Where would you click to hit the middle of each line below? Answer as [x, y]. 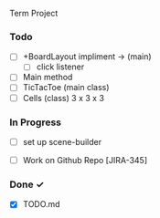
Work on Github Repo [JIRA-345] [85, 160]
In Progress [36, 122]
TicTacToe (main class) [66, 88]
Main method [48, 78]
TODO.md [42, 204]
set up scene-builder [62, 141]
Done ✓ [27, 184]
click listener [60, 67]
